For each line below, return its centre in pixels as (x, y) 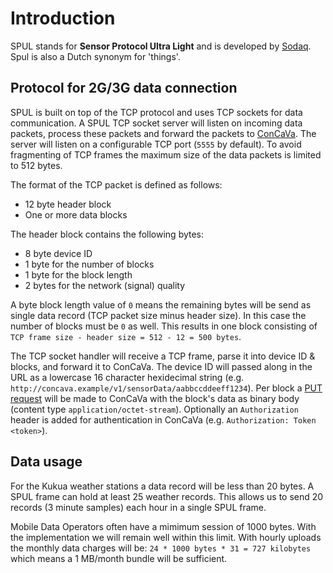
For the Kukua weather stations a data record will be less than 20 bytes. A (162, 486)
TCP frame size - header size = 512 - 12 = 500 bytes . (126, 336)
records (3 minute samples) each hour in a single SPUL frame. (138, 507)
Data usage (46, 462)
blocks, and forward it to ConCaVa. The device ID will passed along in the (161, 366)
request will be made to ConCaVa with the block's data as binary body (155, 398)
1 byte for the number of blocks (89, 264)
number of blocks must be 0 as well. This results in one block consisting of (164, 326)
